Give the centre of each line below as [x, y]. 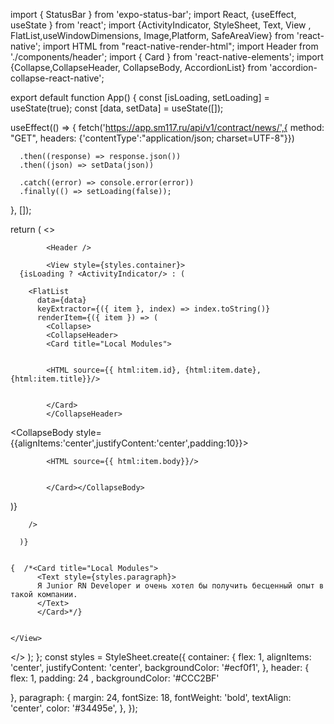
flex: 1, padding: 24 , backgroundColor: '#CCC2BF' [115, 678]
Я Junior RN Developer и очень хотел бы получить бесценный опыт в [180, 586]
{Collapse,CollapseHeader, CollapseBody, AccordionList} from [139, 67]
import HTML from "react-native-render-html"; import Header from [181, 46]
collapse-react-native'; [57, 78]
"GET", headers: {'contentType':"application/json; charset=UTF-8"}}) [152, 138]
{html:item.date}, [223, 370]
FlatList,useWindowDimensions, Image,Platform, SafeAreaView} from [152, 35]
